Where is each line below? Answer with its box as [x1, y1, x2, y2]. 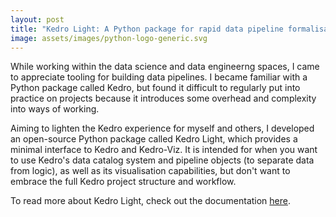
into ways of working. [10, 103, 100, 115]
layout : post [10, 14, 65, 25]
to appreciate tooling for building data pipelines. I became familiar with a [10, 71, 308, 83]
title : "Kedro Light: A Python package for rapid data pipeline [10, 24, 284, 34]
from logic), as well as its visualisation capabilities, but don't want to [10, 165, 291, 177]
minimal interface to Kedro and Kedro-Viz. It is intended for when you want [10, 144, 318, 156]
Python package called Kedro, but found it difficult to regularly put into [10, 82, 301, 94]
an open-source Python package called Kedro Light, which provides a [10, 133, 298, 145]
